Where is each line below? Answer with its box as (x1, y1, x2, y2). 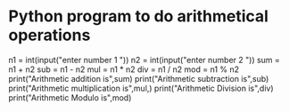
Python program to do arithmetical (8, 6, 269, 27)
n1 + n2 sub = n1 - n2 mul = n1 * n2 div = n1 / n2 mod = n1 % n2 (8, 64, 240, 75)
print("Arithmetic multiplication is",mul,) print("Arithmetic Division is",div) (8, 83, 274, 93)
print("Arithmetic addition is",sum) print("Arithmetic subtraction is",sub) (8, 73, 269, 84)
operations (8, 25, 91, 45)
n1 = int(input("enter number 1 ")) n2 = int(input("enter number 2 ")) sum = (8, 54, 280, 65)
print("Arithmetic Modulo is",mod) (8, 92, 132, 103)
